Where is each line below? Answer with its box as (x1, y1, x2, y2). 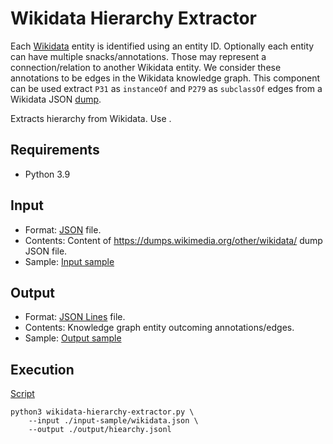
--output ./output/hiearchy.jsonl (28, 425, 172, 435)
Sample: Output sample (24, 332, 122, 344)
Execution (10, 361, 75, 378)
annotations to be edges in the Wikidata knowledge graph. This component (10, 72, 321, 84)
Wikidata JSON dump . (10, 93, 102, 105)
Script (10, 388, 35, 400)
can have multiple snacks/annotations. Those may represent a (10, 50, 267, 62)
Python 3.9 (24, 168, 71, 180)
